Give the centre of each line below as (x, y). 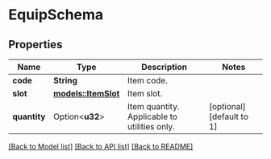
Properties (35, 45)
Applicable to (152, 116)
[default (224, 116)
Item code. (148, 80)
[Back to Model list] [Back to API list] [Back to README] (101, 147)
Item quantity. (154, 106)
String (66, 80)
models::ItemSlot (87, 94)
